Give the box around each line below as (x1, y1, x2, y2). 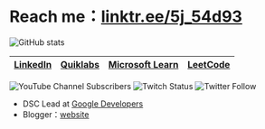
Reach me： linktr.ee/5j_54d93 (9, 6, 242, 27)
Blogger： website (22, 108, 90, 120)
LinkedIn (14, 58, 52, 70)
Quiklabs (60, 58, 100, 70)
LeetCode (186, 58, 231, 70)
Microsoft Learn (108, 58, 179, 70)
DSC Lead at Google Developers (22, 98, 144, 109)
